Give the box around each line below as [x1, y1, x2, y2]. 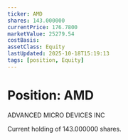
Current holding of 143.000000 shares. [7, 124, 122, 133]
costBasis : [7, 37, 40, 44]
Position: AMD [7, 87, 94, 103]
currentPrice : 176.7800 [7, 23, 78, 31]
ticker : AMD [7, 10, 43, 18]
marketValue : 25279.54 [7, 30, 75, 38]
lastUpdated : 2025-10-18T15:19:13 [7, 50, 110, 58]
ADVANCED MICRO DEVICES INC [7, 111, 105, 119]
